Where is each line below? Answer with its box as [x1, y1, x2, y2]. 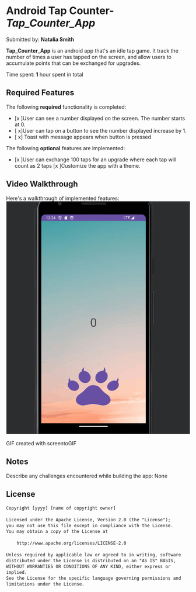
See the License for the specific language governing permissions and [6, 576, 181, 581]
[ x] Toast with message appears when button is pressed [14, 133, 152, 140]
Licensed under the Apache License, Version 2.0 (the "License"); [6, 517, 171, 523]
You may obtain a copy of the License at [6, 529, 108, 535]
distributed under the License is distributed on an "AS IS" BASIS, [6, 558, 176, 564]
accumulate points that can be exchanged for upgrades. [6, 60, 141, 67]
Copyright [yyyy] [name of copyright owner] [6, 506, 116, 511]
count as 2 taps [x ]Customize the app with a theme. [14, 162, 141, 169]
